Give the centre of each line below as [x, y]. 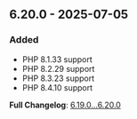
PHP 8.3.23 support [58, 78]
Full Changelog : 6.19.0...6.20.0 [65, 105]
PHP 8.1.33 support [57, 59]
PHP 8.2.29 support [58, 68]
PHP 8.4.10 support [57, 87]
